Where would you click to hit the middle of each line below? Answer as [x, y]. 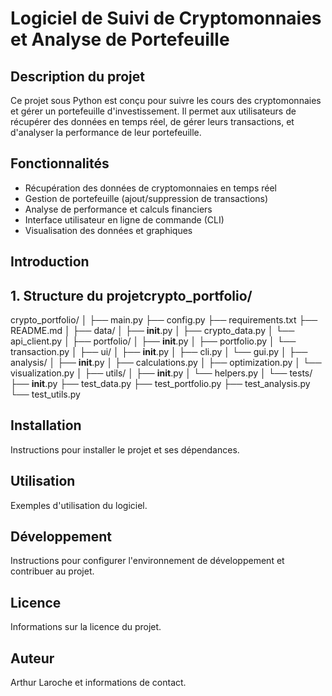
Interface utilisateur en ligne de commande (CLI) [124, 219]
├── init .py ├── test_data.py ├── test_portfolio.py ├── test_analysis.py [160, 384]
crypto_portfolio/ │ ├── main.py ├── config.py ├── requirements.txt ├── [164, 320]
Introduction [50, 262]
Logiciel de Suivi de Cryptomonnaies [166, 18]
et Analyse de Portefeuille [120, 39]
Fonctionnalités [60, 163]
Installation [46, 425]
